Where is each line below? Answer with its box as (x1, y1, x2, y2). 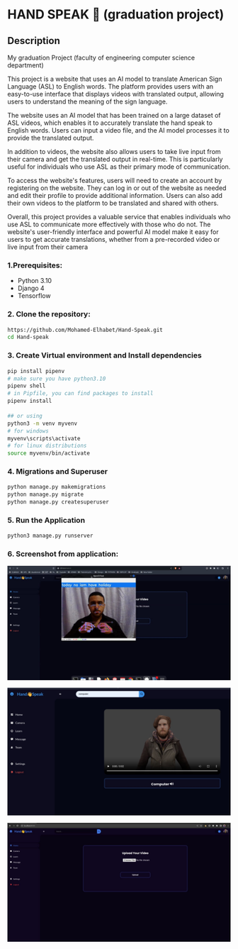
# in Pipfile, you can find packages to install (7, 390, 154, 397)
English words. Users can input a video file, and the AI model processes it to (7, 126, 230, 134)
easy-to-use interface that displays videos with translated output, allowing (7, 90, 225, 98)
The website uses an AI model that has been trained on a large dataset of (7, 111, 221, 119)
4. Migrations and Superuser (7, 467, 108, 477)
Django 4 (17, 284, 45, 293)
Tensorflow (17, 292, 51, 300)
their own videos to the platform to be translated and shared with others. (7, 199, 219, 207)
